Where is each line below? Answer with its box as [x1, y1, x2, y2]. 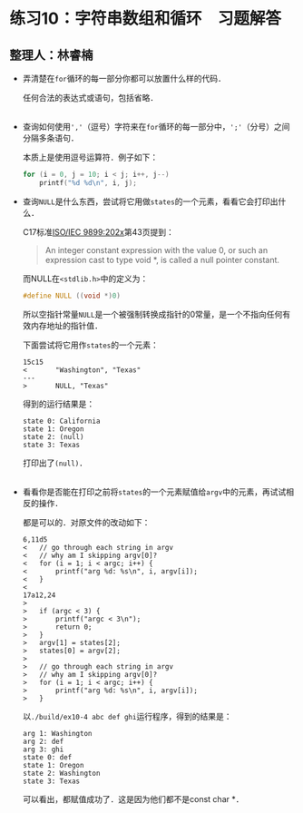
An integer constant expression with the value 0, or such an [44, 244, 269, 255]
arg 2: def [22, 737, 64, 746]
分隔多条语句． [22, 132, 79, 143]
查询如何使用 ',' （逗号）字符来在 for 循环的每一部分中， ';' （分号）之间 [22, 122, 290, 132]
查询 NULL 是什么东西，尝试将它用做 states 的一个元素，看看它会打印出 [22, 196, 279, 207]
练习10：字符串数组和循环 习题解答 [9, 8, 281, 29]
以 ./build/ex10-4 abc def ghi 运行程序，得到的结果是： [22, 710, 232, 721]
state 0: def [22, 752, 73, 762]
